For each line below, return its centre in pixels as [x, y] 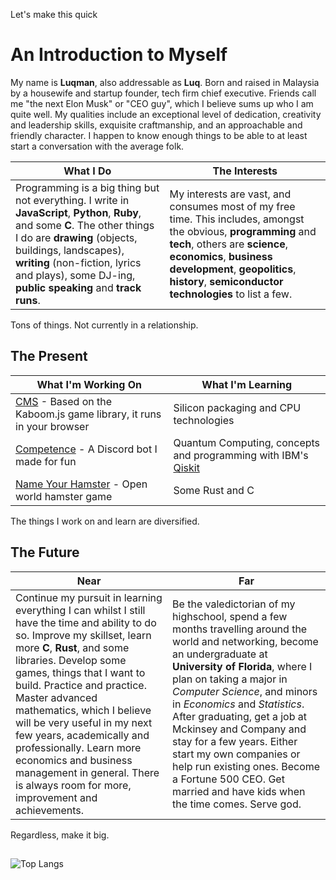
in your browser [52, 426]
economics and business [74, 760]
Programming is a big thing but [87, 187]
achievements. [50, 810]
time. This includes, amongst [237, 219]
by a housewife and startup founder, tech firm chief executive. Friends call [163, 93]
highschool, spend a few [230, 616]
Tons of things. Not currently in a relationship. [104, 325]
